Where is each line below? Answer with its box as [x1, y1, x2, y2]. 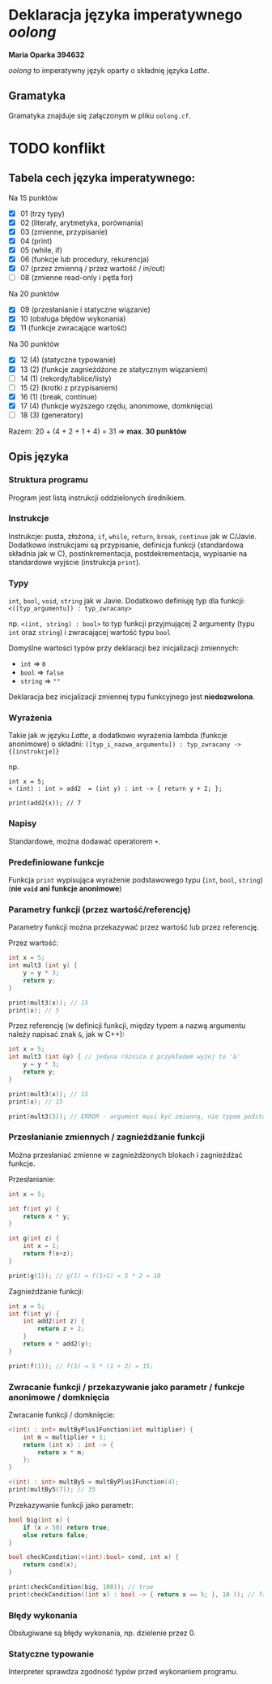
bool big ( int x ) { [8, 1516, 70, 1524]
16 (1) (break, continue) [19, 391, 97, 401]
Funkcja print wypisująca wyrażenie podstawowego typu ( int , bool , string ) [8, 875, 263, 885]
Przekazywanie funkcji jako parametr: [8, 1500, 134, 1509]
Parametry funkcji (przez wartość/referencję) [8, 904, 191, 915]
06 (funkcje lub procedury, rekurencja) [19, 254, 150, 265]
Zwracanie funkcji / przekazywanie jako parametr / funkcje [8, 1381, 245, 1393]
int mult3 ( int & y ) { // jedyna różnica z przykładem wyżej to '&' [8, 1053, 241, 1061]
